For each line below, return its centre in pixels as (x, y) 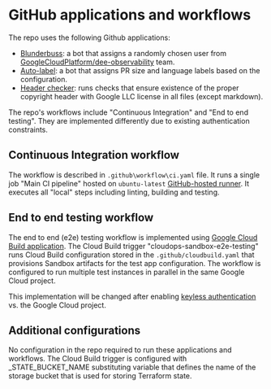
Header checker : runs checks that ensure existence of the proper (129, 88)
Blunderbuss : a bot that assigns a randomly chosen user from (123, 53)
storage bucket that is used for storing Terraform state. (100, 376)
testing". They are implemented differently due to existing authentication (129, 120)
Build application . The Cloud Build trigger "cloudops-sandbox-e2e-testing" (133, 246)
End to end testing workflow (81, 218)
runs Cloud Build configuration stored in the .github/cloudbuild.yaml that (131, 255)
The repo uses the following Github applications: (89, 37)
